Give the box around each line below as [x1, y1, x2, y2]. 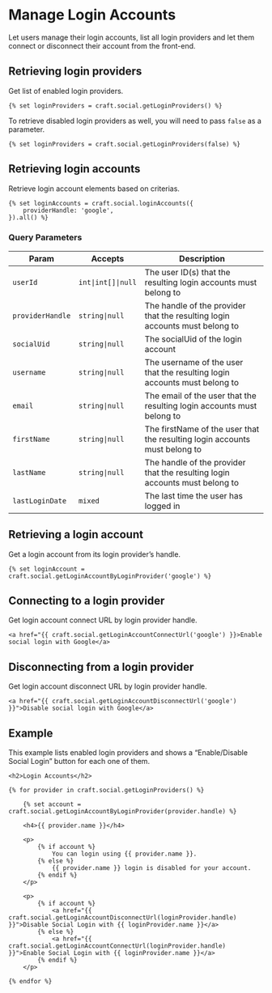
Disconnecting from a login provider [8, 660, 194, 673]
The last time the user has [144, 490, 243, 501]
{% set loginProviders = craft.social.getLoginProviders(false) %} [8, 140, 241, 148]
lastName [12, 468, 46, 477]
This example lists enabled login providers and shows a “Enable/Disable [8, 748, 249, 757]
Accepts [91, 252, 125, 264]
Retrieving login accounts [8, 162, 141, 176]
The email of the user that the [144, 390, 257, 401]
